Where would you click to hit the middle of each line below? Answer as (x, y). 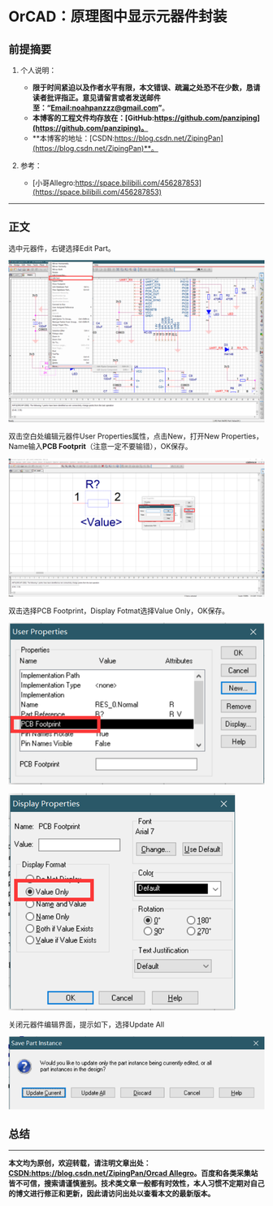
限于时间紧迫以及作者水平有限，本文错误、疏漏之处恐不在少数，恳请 (146, 87)
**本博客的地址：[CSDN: (74, 138)
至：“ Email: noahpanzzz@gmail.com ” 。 (100, 108)
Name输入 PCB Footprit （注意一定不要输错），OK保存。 (100, 446)
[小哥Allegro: (54, 183)
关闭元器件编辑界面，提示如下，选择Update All (87, 1024)
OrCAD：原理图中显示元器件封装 (118, 17)
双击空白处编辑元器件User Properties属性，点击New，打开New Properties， (136, 436)
